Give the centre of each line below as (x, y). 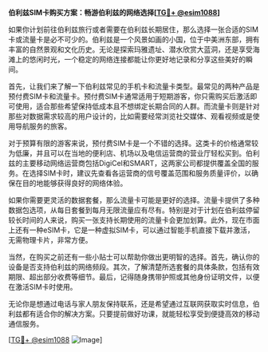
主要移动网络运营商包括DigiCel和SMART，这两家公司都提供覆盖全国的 (137, 163)
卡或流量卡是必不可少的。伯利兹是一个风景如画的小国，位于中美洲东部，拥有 (134, 40)
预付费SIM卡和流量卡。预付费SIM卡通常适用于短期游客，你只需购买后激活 (129, 96)
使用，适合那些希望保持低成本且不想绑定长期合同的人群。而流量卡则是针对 (137, 106)
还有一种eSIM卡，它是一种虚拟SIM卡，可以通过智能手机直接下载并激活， (134, 230)
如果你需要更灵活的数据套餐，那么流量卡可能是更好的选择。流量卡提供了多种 (134, 200)
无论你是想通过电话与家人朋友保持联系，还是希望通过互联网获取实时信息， (130, 304)
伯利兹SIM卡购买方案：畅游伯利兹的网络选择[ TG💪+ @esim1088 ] (114, 12)
